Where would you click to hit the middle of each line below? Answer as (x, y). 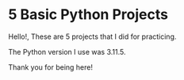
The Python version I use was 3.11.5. (67, 51)
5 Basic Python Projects (88, 15)
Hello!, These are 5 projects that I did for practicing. (92, 36)
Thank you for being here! (51, 67)
